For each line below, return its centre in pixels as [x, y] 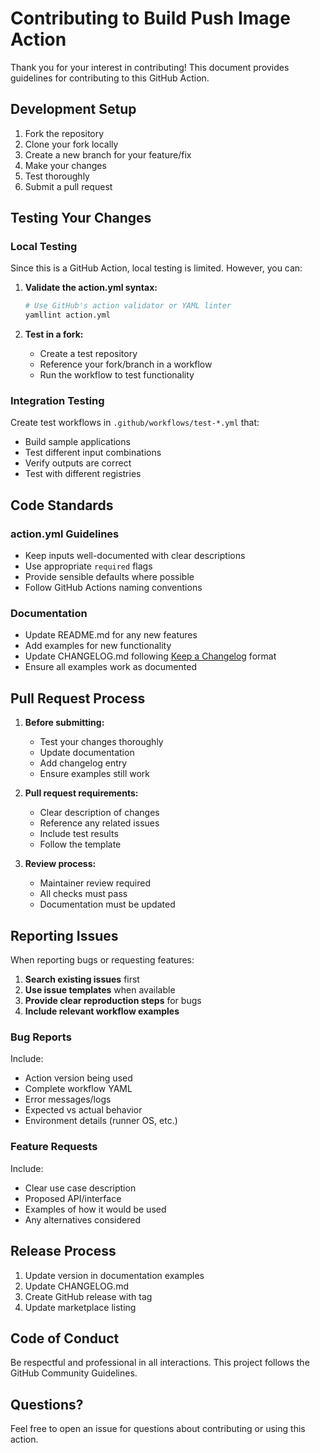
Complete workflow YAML [78, 1089]
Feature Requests [54, 1147]
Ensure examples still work [95, 774]
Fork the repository [64, 133]
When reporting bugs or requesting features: [102, 960]
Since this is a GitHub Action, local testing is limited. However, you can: [156, 268]
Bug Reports [41, 1037]
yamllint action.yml [67, 315]
